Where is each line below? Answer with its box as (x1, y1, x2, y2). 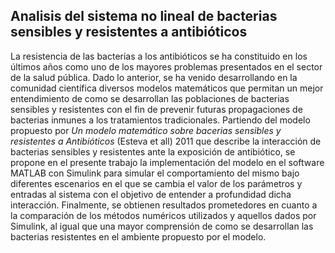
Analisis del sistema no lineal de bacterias (10, 8, 278, 25)
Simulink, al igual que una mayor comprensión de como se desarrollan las (10, 220, 314, 232)
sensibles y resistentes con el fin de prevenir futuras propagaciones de (10, 103, 303, 115)
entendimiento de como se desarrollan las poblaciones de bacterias (10, 92, 290, 104)
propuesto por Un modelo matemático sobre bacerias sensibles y (10, 124, 282, 136)
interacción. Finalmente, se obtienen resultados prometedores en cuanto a (10, 199, 318, 211)
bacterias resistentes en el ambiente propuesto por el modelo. (10, 230, 267, 243)
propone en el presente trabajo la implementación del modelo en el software (10, 156, 325, 168)
